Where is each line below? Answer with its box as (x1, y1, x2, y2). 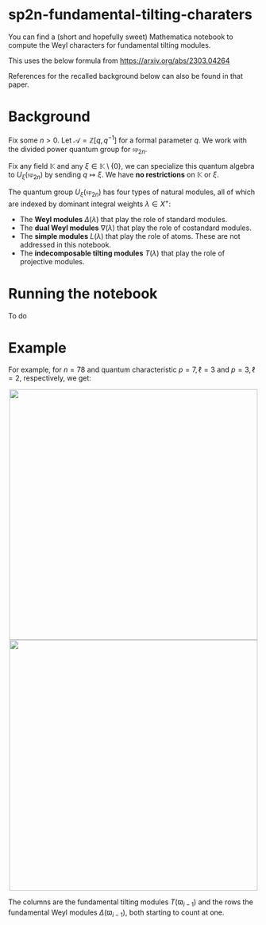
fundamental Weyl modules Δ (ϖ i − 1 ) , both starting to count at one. (8, 907, 225, 919)
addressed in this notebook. (19, 240, 111, 249)
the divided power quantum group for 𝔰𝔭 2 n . (8, 144, 148, 156)
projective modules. (19, 256, 85, 266)
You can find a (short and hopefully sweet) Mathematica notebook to (8, 32, 233, 41)
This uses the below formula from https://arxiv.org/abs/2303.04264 (8, 56, 230, 65)
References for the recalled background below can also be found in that (8, 71, 244, 80)
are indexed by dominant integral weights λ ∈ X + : (8, 197, 172, 209)
